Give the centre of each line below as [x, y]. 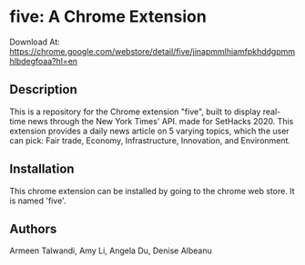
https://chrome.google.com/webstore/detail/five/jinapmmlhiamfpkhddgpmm [152, 51]
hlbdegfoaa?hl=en [44, 61]
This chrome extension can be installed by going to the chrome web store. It [152, 191]
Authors [33, 229]
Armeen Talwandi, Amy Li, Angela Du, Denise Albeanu [111, 250]
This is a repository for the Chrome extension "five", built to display [135, 112]
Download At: [35, 42]
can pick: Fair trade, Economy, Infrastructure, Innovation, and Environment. [150, 140]
